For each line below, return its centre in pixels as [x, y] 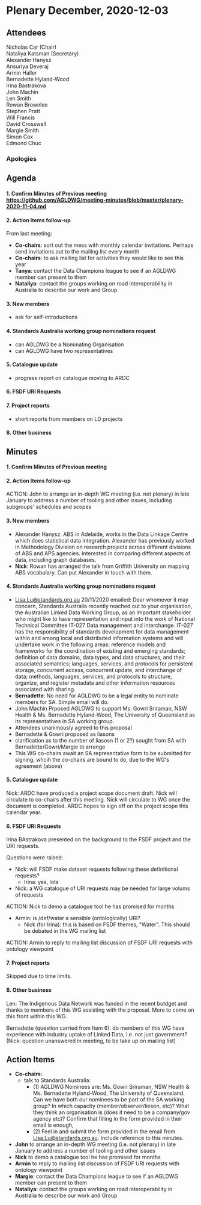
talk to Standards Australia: [57, 1080]
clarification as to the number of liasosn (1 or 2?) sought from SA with [100, 740]
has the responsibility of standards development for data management [102, 631]
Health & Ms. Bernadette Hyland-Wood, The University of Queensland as [105, 715]
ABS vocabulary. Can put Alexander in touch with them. [83, 572]
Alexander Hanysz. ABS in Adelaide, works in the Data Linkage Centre [101, 534]
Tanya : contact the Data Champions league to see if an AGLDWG [95, 271]
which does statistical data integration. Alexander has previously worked [104, 540]
